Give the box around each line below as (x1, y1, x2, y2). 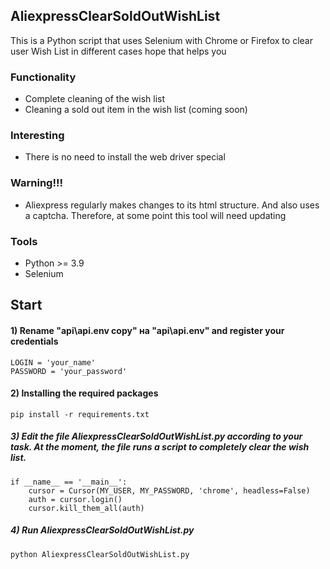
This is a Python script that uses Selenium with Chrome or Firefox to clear (10, 34, 313, 46)
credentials (10, 335, 59, 347)
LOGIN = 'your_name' (10, 357, 97, 368)
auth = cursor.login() (28, 494, 123, 504)
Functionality (10, 70, 77, 84)
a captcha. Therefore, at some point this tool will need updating (24, 209, 287, 221)
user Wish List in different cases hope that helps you (10, 45, 227, 57)
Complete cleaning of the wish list (24, 93, 166, 105)
